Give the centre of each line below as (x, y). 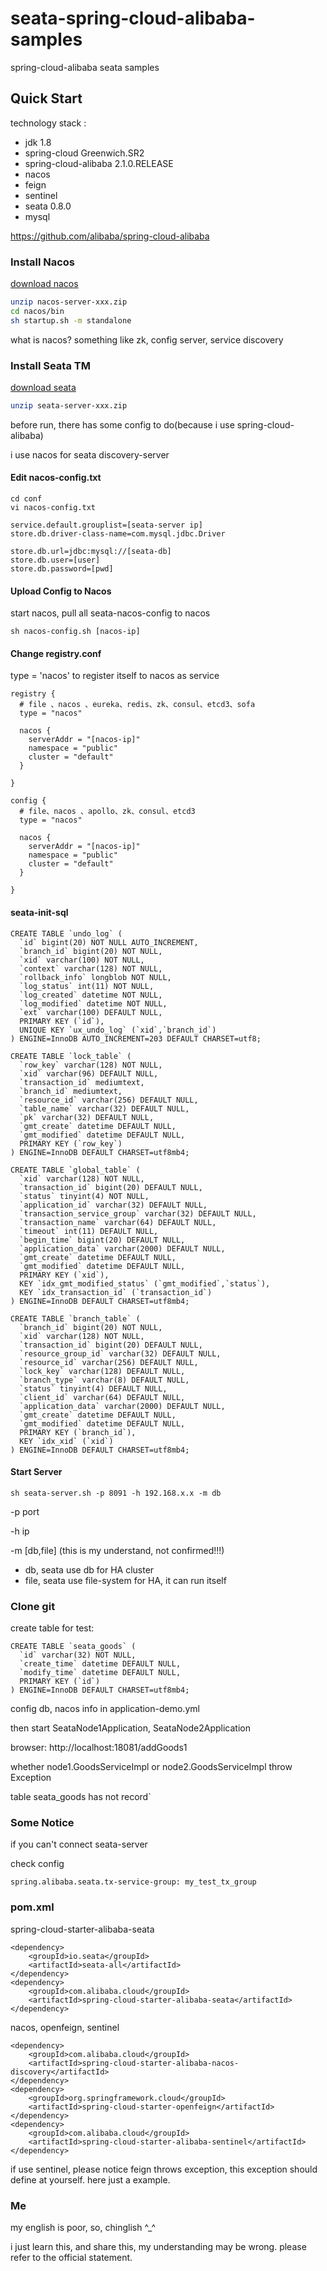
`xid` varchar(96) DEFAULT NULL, (89, 1073)
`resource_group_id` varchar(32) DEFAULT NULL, (120, 1353)
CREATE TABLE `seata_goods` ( (73, 1647)
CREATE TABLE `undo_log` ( (66, 933)
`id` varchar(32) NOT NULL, (78, 1655)
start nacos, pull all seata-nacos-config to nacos (110, 613)
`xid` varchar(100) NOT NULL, (82, 960)
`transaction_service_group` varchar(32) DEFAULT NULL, (138, 1213)
